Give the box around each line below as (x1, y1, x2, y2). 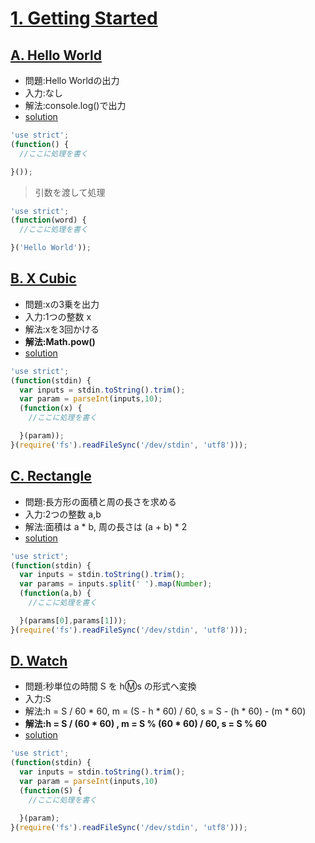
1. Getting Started (10, 7, 158, 30)
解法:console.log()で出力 (24, 100, 127, 111)
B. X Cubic (10, 270, 77, 287)
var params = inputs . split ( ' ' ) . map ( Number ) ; (19, 579, 213, 589)
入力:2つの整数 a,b (24, 508, 102, 520)
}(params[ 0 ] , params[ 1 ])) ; (19, 615, 128, 626)
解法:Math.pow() (24, 335, 96, 347)
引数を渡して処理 (34, 186, 106, 198)
